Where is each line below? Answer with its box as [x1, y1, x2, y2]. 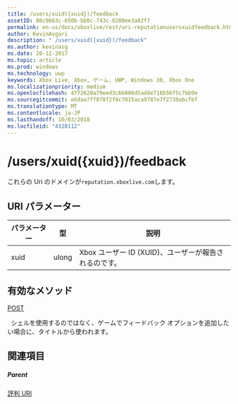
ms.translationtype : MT [7, 103, 78, 110]
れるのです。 [79, 258, 122, 268]
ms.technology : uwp [7, 70, 65, 77]
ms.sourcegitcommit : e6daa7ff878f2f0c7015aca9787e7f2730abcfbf [7, 97, 198, 104]
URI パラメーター [7, 200, 81, 212]
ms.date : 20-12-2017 [7, 50, 69, 58]
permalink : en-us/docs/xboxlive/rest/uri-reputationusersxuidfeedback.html [7, 23, 236, 31]
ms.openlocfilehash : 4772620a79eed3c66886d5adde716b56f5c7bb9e [7, 89, 198, 97]
